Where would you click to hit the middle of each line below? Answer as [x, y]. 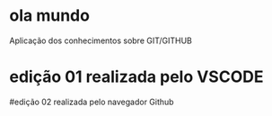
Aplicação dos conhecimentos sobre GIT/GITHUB [101, 40]
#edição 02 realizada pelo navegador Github [92, 102]
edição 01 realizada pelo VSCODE [136, 77]
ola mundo [49, 16]
